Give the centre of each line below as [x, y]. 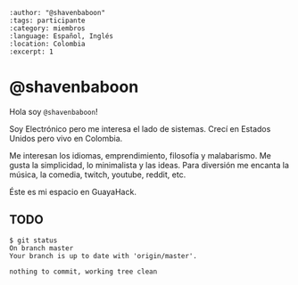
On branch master [41, 248]
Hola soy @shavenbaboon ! [54, 111]
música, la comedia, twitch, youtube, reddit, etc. [98, 175]
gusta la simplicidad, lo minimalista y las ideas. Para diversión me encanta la [149, 165]
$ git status [33, 240]
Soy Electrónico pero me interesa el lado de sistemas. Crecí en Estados [140, 128]
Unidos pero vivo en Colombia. [66, 138]
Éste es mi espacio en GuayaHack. [73, 191]
